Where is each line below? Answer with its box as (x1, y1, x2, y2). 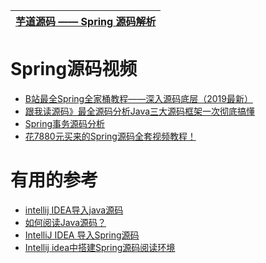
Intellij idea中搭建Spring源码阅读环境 (24, 241, 176, 253)
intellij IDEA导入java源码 (24, 204, 124, 216)
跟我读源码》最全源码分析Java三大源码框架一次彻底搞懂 (24, 105, 256, 117)
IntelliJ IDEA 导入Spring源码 (24, 229, 140, 241)
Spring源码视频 (10, 58, 138, 81)
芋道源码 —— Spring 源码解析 (15, 15, 157, 28)
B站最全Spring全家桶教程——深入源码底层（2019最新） (24, 92, 253, 104)
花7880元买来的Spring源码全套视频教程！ (24, 130, 197, 142)
